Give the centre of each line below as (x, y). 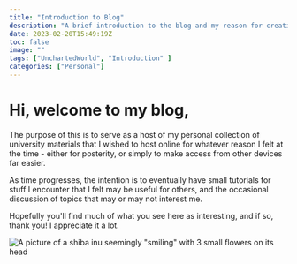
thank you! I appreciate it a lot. (64, 225)
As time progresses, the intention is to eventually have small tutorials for (140, 180)
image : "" (27, 50)
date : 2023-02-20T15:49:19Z (61, 34)
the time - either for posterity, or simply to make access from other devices (146, 153)
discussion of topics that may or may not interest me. (106, 199)
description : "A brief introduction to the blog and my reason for (136, 26)
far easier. (27, 162)
